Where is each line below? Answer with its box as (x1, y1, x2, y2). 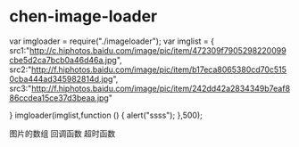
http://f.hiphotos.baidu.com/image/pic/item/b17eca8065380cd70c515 (30, 64, 287, 75)
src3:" (9, 83, 32, 94)
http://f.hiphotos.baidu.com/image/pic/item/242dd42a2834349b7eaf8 (30, 83, 291, 94)
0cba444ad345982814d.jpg (9, 73, 113, 84)
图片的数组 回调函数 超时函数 (9, 127, 116, 139)
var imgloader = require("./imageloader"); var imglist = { (9, 36, 215, 46)
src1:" (9, 45, 30, 55)
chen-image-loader (9, 6, 158, 27)
